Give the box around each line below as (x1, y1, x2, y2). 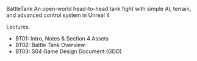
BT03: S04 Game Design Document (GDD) (15, 48, 122, 55)
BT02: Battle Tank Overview (15, 42, 85, 48)
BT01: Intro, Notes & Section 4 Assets (15, 35, 109, 42)
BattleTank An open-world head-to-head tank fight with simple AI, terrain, (6, 5, 192, 12)
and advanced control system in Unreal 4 (6, 11, 110, 19)
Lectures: (6, 24, 30, 30)
